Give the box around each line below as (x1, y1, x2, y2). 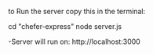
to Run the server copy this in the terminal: (8, 7, 146, 16)
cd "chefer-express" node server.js (8, 22, 122, 31)
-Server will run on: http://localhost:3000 (8, 37, 141, 46)
